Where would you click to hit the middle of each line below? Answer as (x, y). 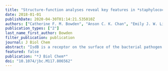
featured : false (22, 51)
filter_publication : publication (40, 38)
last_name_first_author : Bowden (39, 33)
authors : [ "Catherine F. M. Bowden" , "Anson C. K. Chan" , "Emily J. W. (81, 24)
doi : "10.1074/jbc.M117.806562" (39, 61)
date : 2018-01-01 (23, 14)
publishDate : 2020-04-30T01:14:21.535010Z (50, 19)
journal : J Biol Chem (28, 42)
